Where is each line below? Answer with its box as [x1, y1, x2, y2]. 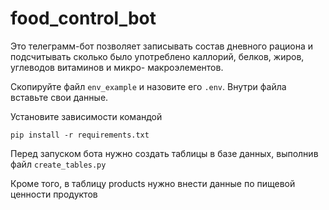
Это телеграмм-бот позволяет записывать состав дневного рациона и [10, 40, 313, 52]
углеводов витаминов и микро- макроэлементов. [10, 61, 224, 73]
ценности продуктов [10, 188, 98, 200]
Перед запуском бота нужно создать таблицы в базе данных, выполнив [10, 147, 319, 159]
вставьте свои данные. [10, 91, 109, 103]
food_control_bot [10, 7, 157, 30]
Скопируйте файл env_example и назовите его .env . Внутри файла [10, 80, 287, 92]
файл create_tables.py [10, 158, 107, 170]
